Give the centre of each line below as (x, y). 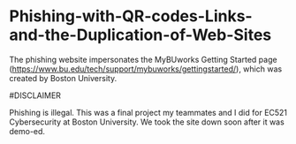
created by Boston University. (63, 78)
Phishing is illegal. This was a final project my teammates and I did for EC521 (148, 112)
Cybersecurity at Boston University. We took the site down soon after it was (147, 122)
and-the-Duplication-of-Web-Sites (140, 35)
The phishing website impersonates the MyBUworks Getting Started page (143, 59)
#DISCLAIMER (35, 95)
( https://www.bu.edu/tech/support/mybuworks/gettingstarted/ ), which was (146, 69)
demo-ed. (27, 131)
